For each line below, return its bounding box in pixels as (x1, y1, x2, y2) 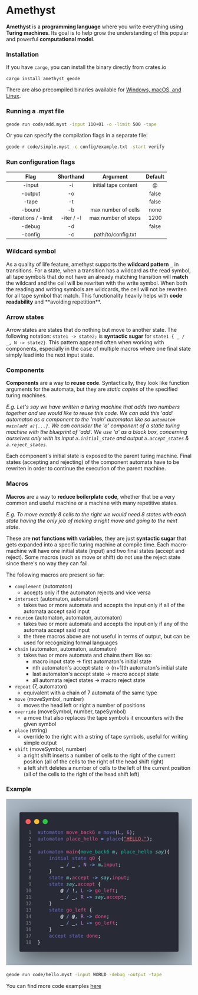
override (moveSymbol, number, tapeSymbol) (14, 708, 127, 715)
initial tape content (93, 182, 138, 189)
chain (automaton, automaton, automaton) (14, 645, 117, 652)
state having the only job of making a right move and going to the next (6, 517, 178, 524)
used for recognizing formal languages (23, 639, 118, 646)
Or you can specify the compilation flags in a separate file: (6, 132, 148, 139)
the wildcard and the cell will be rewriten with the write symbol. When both (6, 279, 187, 286)
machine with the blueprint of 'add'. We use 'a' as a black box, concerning (6, 429, 187, 436)
